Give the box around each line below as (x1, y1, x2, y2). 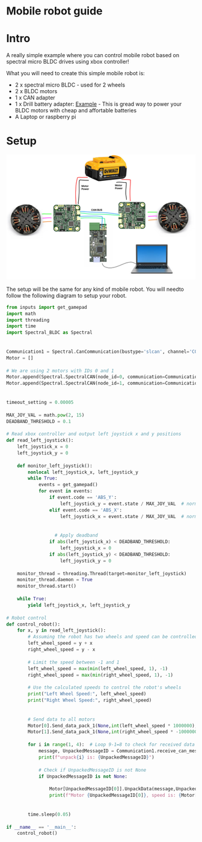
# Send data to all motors (28, 716, 96, 722)
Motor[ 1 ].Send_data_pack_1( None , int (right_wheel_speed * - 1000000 (28, 729, 198, 735)
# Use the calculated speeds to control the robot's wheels (28, 685, 182, 691)
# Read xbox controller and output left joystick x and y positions (6, 431, 182, 437)
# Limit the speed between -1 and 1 (28, 659, 120, 665)
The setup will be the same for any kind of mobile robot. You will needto (6, 285, 185, 293)
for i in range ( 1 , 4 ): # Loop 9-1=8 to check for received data (28, 742, 195, 748)
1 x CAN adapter (14, 94, 55, 102)
